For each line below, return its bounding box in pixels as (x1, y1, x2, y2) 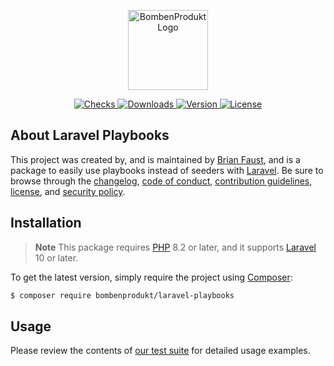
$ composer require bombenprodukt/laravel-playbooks (10, 290, 235, 300)
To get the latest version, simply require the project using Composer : (10, 271, 293, 283)
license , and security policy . (10, 185, 126, 197)
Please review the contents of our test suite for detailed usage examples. (10, 345, 311, 357)
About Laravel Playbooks (10, 127, 170, 144)
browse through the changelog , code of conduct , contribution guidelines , (10, 175, 313, 187)
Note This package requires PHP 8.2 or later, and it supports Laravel (34, 241, 317, 253)
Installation (10, 215, 82, 232)
